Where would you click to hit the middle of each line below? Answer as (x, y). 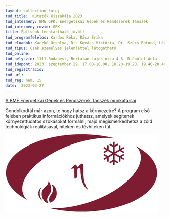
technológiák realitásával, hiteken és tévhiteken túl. (58, 126)
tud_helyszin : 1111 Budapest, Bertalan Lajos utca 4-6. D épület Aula (81, 59)
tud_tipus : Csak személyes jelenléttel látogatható (61, 48)
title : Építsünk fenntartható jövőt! (45, 32)
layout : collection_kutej (32, 11)
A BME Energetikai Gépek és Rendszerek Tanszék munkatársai (71, 100)
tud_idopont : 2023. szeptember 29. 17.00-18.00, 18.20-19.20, (72, 64)
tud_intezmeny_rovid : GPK (32, 27)
